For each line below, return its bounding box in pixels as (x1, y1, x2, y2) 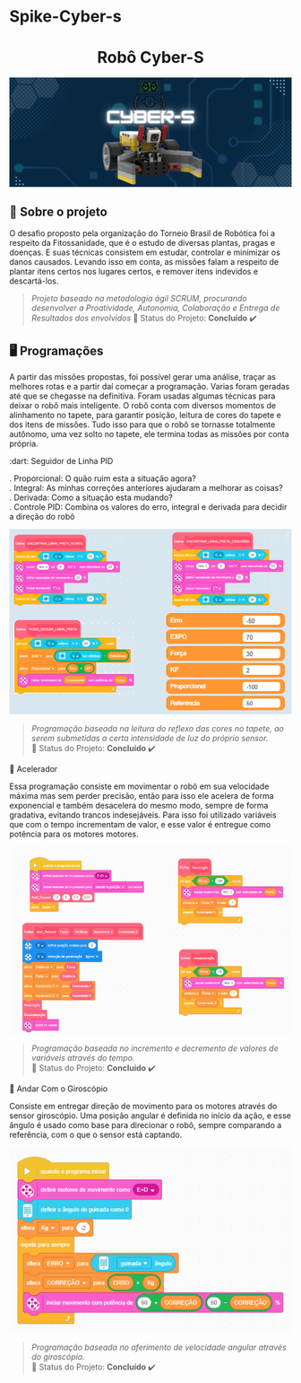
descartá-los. (9, 276, 59, 286)
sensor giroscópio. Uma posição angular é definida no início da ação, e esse (9, 1110, 291, 1121)
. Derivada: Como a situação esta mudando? (9, 492, 173, 503)
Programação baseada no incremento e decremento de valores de (30, 1043, 279, 1054)
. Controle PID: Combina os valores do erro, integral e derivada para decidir (9, 502, 288, 512)
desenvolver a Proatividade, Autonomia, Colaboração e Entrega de (30, 302, 280, 313)
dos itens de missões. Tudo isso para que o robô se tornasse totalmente (9, 419, 276, 430)
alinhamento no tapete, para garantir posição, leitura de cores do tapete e (9, 410, 282, 421)
